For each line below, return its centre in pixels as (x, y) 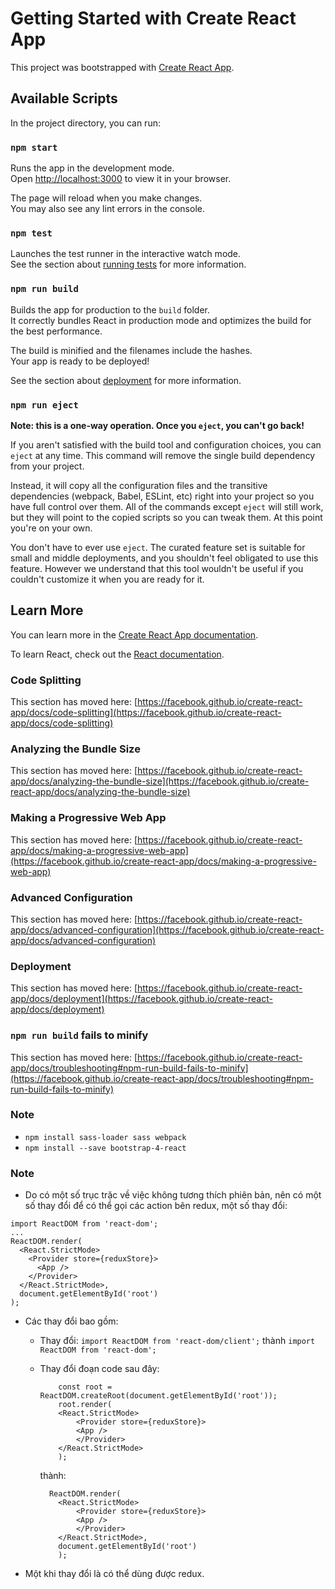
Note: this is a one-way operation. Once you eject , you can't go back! (157, 425)
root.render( (85, 1405)
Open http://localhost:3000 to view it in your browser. (121, 179)
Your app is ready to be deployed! (80, 361)
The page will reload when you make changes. (106, 198)
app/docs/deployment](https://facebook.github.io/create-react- (141, 999)
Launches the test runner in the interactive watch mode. (126, 254)
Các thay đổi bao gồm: (71, 1321)
